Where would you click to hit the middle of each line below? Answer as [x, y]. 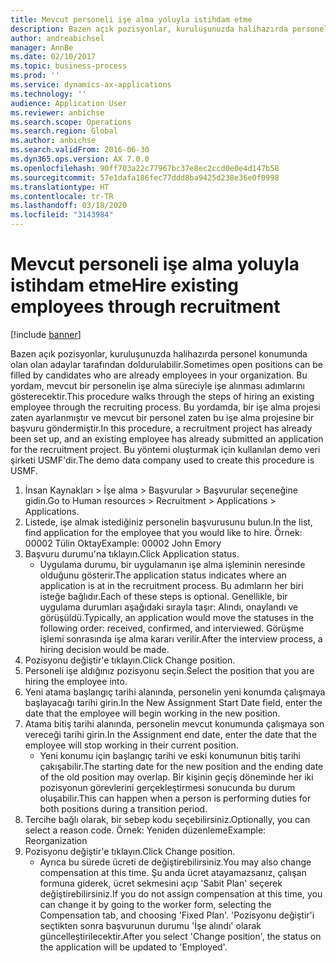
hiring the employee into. [76, 681]
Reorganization [56, 840]
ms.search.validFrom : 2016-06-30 [80, 150]
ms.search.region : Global [64, 131]
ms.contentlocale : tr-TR [62, 196]
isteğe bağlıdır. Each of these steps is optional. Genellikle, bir [163, 596]
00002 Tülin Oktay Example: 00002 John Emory [123, 543]
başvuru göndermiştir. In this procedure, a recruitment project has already [161, 428]
